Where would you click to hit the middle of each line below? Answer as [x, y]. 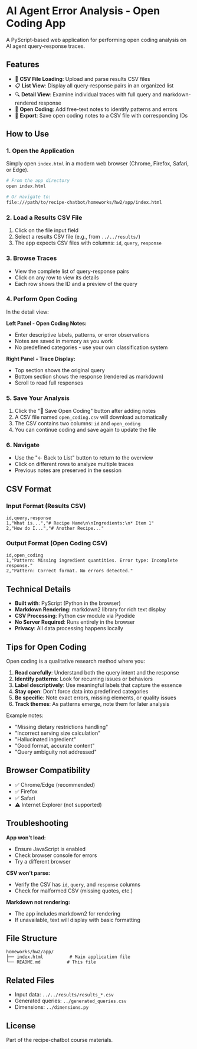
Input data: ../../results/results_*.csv [64, 995]
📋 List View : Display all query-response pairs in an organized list [94, 85]
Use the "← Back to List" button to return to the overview [84, 458]
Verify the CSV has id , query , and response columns [77, 884]
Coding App [36, 23]
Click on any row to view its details [57, 277]
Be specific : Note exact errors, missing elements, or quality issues [96, 698]
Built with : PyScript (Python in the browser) [68, 603]
